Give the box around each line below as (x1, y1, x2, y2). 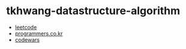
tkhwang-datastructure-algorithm (6, 4, 181, 18)
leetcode (14, 24, 37, 31)
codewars (14, 36, 40, 43)
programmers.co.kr (14, 30, 63, 37)
